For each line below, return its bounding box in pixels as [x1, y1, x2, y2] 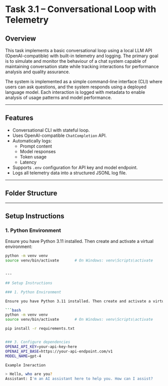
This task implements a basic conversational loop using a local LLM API [5, 48, 152, 53]
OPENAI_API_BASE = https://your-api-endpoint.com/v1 [5, 349, 113, 354]
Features [5, 114, 33, 122]
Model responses [19, 148, 56, 154]
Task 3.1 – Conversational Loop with [5, 4, 156, 15]
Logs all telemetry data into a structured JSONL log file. [12, 170, 127, 176]
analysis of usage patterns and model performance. [5, 94, 112, 100]
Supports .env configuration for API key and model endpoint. [12, 164, 138, 170]
